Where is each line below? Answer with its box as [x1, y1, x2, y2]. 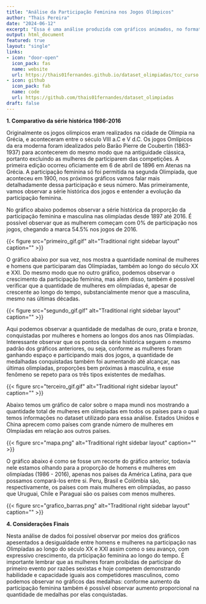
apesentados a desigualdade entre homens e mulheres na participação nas [6, 538, 197, 546]
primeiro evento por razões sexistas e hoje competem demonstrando [6, 565, 181, 572]
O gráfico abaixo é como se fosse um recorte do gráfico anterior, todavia [6, 457, 191, 465]
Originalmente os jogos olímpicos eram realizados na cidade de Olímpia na [6, 129, 195, 136]
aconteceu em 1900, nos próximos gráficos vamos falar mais [6, 174, 161, 182]
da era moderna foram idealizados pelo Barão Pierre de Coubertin [6, 142, 173, 149]
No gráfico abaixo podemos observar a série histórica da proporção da [6, 206, 186, 213]
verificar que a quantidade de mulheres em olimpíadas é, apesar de [6, 281, 177, 289]
